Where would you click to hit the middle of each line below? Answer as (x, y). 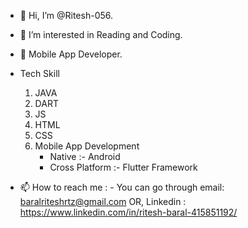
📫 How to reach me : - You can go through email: (122, 187)
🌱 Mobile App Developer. (71, 54)
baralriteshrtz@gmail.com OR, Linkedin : (103, 201)
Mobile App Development (87, 146)
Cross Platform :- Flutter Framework (123, 167)
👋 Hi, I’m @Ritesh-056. (66, 15)
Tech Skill (39, 73)
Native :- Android (85, 156)
